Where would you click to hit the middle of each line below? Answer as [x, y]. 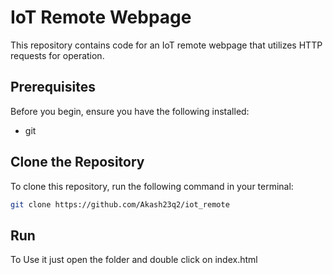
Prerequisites [53, 87]
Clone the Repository [77, 162]
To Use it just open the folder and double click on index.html [134, 260]
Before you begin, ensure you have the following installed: [130, 111]
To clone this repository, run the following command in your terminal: [152, 186]
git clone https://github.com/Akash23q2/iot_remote [120, 204]
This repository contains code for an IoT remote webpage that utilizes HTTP [166, 45]
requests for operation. [57, 55]
